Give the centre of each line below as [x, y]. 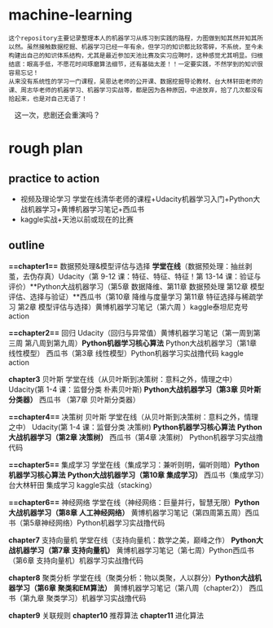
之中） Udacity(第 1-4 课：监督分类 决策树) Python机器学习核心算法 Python [135, 427]
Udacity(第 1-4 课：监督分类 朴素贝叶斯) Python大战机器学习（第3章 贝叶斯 [135, 389]
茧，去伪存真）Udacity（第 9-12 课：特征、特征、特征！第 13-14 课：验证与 [135, 276]
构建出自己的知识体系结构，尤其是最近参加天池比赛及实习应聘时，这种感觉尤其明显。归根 [136, 55]
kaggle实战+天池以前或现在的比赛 [77, 219]
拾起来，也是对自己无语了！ [48, 99]
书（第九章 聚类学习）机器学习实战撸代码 [77, 598]
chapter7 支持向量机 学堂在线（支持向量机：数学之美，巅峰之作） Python [132, 540]
